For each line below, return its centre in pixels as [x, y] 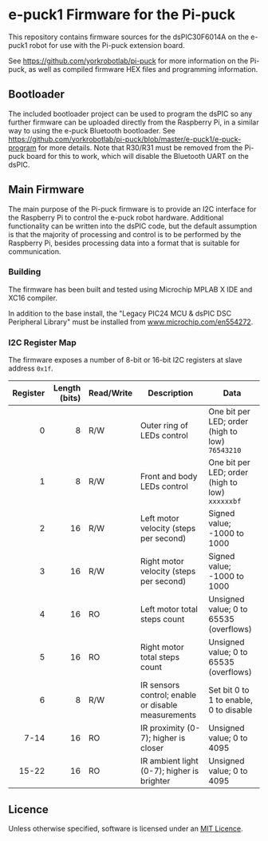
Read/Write [110, 393]
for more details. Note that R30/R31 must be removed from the [140, 147]
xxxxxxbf [225, 502]
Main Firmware [46, 190]
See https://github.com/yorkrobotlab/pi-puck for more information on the [128, 61]
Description [170, 393]
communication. [35, 251]
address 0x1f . [31, 368]
